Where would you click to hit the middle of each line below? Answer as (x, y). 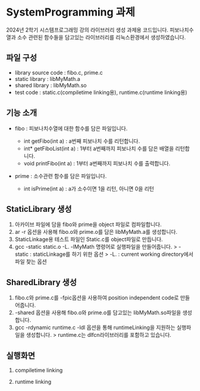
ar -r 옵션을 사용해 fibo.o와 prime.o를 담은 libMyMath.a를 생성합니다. (96, 232)
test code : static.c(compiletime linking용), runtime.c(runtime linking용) (101, 92)
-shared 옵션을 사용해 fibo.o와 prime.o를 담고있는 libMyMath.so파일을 (98, 312)
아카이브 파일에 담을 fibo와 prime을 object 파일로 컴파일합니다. (88, 224)
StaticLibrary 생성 (39, 209)
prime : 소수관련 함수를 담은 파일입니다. (61, 176)
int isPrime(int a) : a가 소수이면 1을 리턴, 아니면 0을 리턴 (89, 189)
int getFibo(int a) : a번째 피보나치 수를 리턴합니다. (82, 141)
